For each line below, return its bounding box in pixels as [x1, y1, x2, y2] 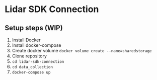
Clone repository [12, 53, 47, 59]
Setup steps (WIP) [5, 24, 63, 32]
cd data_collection [12, 64, 53, 69]
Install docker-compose [12, 42, 61, 48]
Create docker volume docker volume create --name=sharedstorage [12, 48, 152, 53]
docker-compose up [12, 70, 51, 75]
